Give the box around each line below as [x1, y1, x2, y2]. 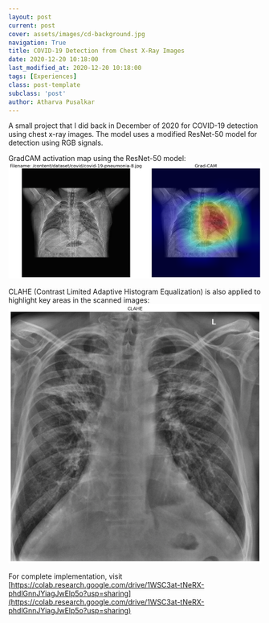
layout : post [8, 13, 52, 21]
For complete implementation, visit [8, 571, 123, 581]
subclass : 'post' [8, 89, 67, 97]
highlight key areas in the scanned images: [8, 295, 150, 305]
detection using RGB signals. [8, 138, 104, 148]
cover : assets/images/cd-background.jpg [8, 30, 146, 38]
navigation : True [8, 39, 67, 47]
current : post [8, 21, 56, 30]
